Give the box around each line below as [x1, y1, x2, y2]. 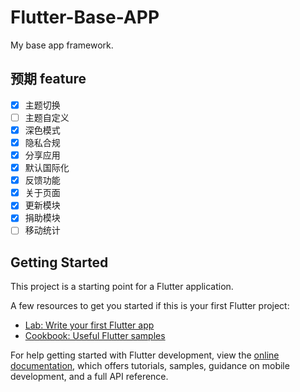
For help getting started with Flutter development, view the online [10, 349, 280, 361]
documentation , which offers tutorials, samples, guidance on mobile [10, 360, 290, 372]
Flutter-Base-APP [10, 6, 160, 29]
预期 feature [10, 71, 87, 88]
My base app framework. [10, 39, 114, 51]
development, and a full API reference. [10, 371, 169, 383]
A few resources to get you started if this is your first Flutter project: [10, 300, 290, 312]
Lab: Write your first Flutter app [24, 319, 155, 331]
